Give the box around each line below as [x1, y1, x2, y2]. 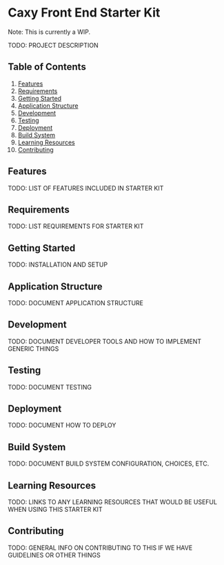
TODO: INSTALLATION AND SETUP [8, 260, 108, 269]
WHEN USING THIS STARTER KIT [8, 506, 103, 514]
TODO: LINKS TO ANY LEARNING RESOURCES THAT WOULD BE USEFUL [8, 498, 218, 506]
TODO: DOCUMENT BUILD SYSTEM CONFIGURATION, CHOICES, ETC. [8, 459, 210, 468]
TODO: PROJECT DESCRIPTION [8, 41, 99, 49]
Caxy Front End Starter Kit [8, 5, 161, 21]
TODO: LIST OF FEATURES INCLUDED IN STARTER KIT [8, 184, 164, 192]
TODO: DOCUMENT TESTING [8, 383, 92, 391]
